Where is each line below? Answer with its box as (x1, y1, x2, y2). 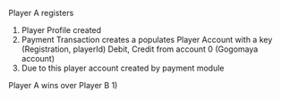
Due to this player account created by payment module (21, 62, 225, 73)
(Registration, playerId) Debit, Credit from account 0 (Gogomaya (21, 44, 259, 54)
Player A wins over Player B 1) (8, 80, 118, 90)
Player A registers (8, 8, 74, 18)
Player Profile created (21, 25, 102, 35)
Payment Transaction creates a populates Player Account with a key (21, 35, 273, 45)
